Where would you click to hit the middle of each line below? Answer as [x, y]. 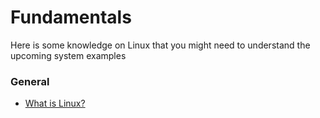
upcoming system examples [68, 55]
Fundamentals [71, 17]
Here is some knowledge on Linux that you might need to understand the [160, 45]
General [30, 81]
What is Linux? [55, 103]
